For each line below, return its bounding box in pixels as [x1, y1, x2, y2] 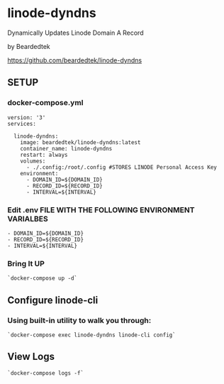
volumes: [20, 158, 46, 165]
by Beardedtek [7, 42, 51, 50]
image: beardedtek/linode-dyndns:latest [20, 138, 141, 146]
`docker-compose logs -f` [7, 369, 84, 377]
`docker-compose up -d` [7, 275, 78, 282]
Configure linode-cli [7, 294, 99, 306]
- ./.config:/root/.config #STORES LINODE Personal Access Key [26, 163, 218, 171]
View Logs [7, 351, 55, 363]
